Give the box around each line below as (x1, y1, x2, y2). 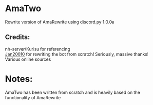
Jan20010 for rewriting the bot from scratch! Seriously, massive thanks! (5, 51, 149, 57)
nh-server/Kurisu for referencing (5, 46, 71, 52)
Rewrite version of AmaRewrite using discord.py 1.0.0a (5, 19, 115, 25)
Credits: (5, 33, 30, 41)
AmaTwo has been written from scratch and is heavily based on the (5, 89, 140, 95)
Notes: (5, 73, 33, 84)
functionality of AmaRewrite (5, 94, 61, 100)
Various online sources (5, 56, 51, 62)
